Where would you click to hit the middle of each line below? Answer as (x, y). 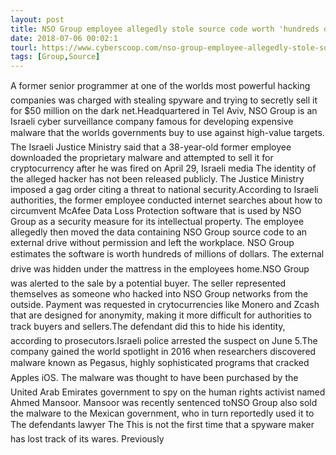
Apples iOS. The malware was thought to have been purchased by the (154, 378)
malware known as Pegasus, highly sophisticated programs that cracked (160, 363)
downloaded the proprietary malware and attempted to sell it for (142, 158)
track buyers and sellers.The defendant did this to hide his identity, (148, 327)
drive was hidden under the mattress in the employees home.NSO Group (160, 269)
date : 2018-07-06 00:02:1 (64, 38)
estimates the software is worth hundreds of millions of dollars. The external (167, 254)
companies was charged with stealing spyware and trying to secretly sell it (164, 100)
